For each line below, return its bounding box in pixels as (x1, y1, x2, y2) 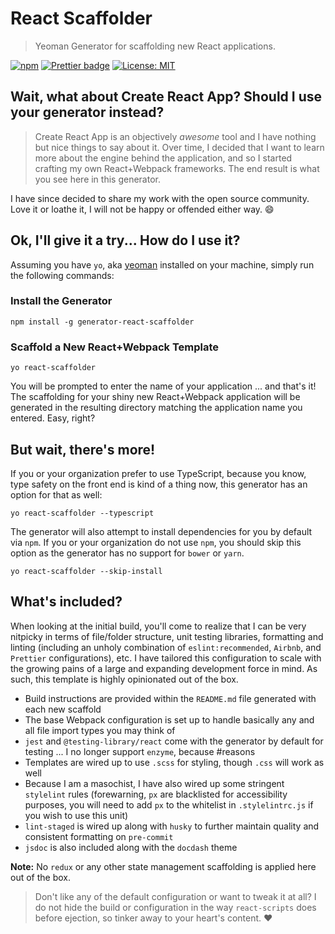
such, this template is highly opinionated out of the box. (10, 673, 239, 685)
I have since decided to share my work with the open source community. (10, 192, 310, 204)
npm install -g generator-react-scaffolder (10, 317, 195, 327)
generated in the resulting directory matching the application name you (10, 402, 303, 414)
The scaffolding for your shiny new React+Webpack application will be (10, 391, 301, 403)
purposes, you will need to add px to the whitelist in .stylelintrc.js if (24, 798, 314, 811)
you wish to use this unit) (24, 809, 129, 821)
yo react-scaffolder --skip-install (10, 566, 163, 576)
